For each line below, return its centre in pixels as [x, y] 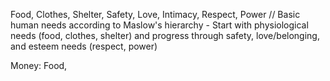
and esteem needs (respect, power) [84, 46]
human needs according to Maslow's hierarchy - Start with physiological [159, 25]
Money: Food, [39, 65]
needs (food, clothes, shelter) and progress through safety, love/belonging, [165, 35]
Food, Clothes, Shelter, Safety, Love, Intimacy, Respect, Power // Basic [155, 14]
